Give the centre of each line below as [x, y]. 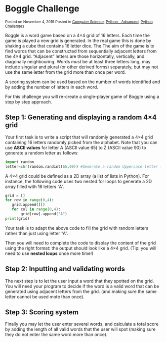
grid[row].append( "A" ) [44, 214]
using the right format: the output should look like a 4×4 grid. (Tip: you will [81, 248]
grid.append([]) [28, 205]
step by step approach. [29, 101]
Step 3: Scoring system [42, 312]
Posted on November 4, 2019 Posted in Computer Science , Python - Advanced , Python [79, 22]
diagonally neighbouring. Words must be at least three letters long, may [78, 61]
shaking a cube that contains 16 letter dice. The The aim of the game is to [80, 46]
